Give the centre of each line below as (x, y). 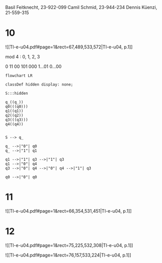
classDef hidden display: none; (39, 84)
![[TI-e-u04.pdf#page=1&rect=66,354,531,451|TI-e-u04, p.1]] (69, 211)
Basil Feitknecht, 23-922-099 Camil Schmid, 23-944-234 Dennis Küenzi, (81, 7)
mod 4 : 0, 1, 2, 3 (23, 56)
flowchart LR (19, 76)
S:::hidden (17, 93)
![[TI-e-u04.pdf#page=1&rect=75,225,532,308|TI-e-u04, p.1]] (69, 245)
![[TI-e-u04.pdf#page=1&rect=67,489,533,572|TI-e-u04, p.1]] (69, 47)
